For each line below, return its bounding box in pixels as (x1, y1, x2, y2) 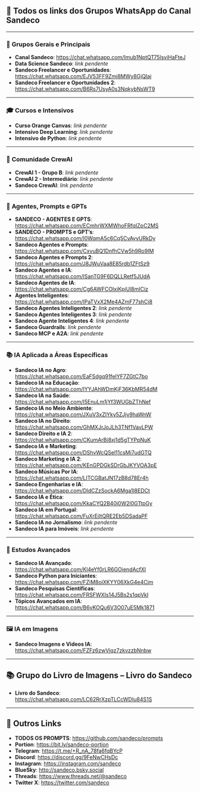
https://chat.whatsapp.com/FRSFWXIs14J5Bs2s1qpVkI (14, 591, 149, 598)
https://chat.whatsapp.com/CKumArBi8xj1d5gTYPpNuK (14, 437, 151, 444)
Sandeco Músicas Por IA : (14, 468, 79, 475)
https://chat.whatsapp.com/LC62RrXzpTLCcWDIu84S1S (14, 695, 152, 702)
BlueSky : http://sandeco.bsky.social (14, 766, 104, 773)
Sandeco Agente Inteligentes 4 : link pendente (14, 317, 130, 324)
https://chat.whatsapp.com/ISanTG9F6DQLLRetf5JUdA (14, 273, 151, 280)
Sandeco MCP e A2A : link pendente (14, 330, 104, 337)
